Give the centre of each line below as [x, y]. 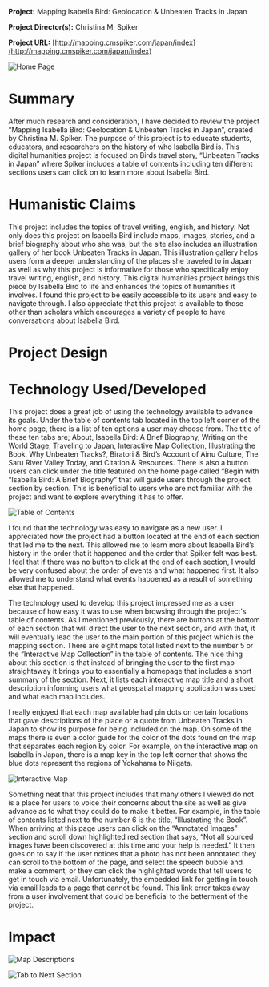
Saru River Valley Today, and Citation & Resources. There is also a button [128, 463]
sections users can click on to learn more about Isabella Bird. [109, 172]
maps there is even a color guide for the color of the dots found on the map [132, 737]
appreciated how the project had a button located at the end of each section [134, 536]
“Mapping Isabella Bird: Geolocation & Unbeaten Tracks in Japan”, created [131, 129]
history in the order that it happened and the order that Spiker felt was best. [133, 553]
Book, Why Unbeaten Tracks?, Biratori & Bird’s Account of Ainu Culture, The [133, 454]
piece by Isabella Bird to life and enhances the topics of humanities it [122, 286]
